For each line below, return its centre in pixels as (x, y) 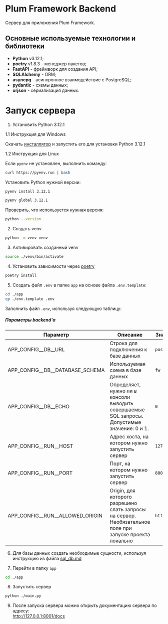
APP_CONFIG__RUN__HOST (40, 446)
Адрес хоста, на (129, 436)
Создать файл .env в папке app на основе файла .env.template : (79, 285)
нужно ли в (123, 391)
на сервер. (123, 516)
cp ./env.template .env (30, 299)
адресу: (21, 611)
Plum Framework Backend (61, 9)
